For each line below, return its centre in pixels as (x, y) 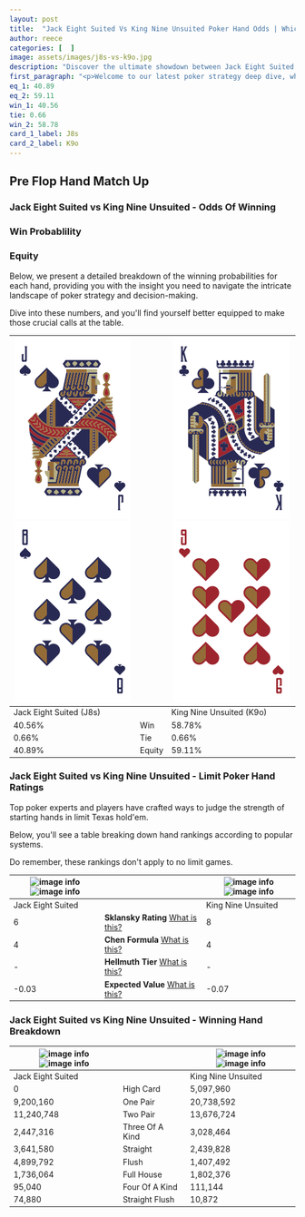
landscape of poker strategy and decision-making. (104, 295)
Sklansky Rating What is (151, 918)
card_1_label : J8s (44, 134)
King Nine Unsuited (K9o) (219, 712)
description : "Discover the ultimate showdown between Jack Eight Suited (152, 67)
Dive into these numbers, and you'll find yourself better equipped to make (147, 312)
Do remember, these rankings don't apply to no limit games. (121, 861)
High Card (141, 1089)
